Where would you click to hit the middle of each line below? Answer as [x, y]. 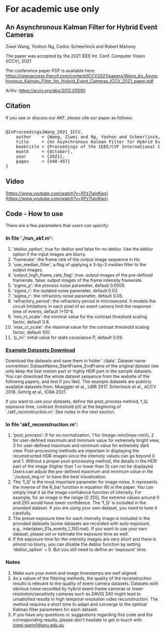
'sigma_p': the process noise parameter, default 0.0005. [69, 285]
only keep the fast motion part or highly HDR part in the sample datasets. [79, 371]
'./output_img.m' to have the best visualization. [59, 477]
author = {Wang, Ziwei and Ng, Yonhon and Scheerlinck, [88, 137]
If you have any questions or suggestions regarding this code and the [83, 614]
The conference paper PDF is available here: [50, 70]
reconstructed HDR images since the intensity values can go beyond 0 [84, 456]
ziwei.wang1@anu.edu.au [38, 625]
